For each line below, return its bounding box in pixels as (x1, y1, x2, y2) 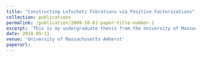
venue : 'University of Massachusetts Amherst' (6, 36, 125, 42)
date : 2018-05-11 (6, 31, 50, 37)
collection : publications (6, 14, 71, 20)
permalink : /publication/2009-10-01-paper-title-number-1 (6, 20, 155, 26)
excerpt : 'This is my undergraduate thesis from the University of (6, 25, 179, 31)
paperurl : (6, 42, 31, 48)
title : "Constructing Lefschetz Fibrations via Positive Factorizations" (6, 8, 195, 15)
